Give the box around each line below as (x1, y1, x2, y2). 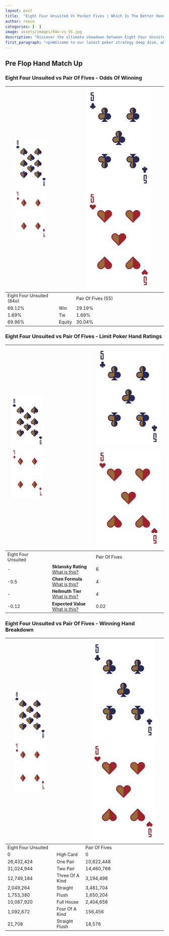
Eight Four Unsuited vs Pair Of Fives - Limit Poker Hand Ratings (5, 333, 162, 340)
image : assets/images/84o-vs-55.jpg (5, 29, 82, 35)
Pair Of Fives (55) (76, 295, 113, 301)
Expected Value (52, 600, 86, 607)
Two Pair (56, 865, 75, 872)
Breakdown (5, 626, 34, 633)
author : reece (5, 19, 35, 24)
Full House (56, 899, 79, 905)
